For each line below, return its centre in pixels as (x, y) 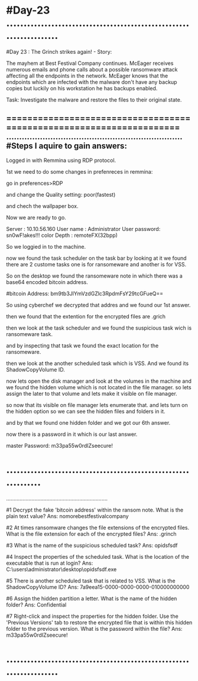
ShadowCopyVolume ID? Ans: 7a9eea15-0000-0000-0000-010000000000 (98, 587)
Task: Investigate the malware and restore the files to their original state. (94, 100)
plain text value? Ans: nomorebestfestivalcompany (67, 516)
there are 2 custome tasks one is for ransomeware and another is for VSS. (96, 264)
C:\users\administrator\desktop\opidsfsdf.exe (61, 569)
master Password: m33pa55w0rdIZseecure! (60, 445)
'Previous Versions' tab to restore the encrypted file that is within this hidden (99, 622)
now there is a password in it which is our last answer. (72, 434)
